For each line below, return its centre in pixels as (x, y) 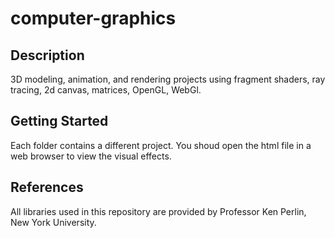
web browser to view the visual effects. (91, 156)
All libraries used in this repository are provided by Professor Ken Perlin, (158, 211)
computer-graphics (93, 18)
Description (47, 55)
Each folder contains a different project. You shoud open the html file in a (161, 145)
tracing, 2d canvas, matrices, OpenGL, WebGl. (106, 90)
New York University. (53, 222)
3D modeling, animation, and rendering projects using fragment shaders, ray (168, 79)
